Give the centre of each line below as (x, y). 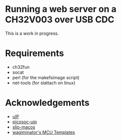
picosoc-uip (24, 122)
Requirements (35, 53)
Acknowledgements (47, 103)
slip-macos (24, 127)
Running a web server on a (61, 9)
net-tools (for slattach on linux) (44, 83)
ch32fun (21, 67)
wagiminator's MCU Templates (43, 132)
